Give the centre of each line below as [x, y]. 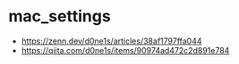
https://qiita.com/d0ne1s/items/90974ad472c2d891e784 [125, 50]
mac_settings [60, 16]
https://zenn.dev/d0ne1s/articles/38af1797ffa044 [111, 41]
